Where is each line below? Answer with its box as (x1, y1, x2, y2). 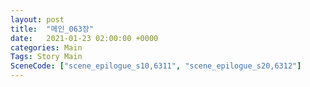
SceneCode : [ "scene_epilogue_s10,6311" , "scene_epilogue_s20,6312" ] (10, 61, 302, 71)
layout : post (10, 14, 65, 25)
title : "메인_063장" (10, 24, 95, 34)
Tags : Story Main (10, 52, 83, 62)
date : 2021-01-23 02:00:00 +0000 (10, 33, 159, 43)
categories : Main (10, 42, 83, 53)
